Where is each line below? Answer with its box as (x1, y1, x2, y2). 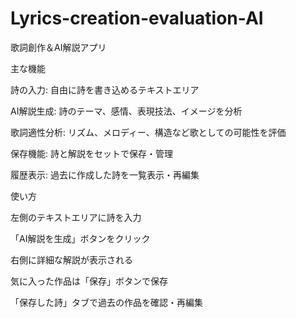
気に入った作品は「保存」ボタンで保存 (10, 275, 168, 287)
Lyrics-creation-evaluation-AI (10, 7, 264, 30)
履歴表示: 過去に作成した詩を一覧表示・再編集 (10, 168, 200, 181)
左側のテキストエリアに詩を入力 (10, 211, 142, 223)
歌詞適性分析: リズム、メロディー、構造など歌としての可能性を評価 (10, 126, 287, 138)
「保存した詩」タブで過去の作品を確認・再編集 (10, 296, 203, 308)
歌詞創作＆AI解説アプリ (10, 41, 107, 53)
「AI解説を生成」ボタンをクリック (10, 232, 151, 244)
